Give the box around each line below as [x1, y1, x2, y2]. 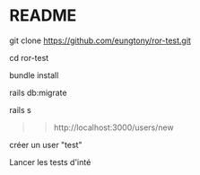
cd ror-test [9, 52, 49, 63]
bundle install [9, 69, 59, 81]
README [9, 5, 77, 26]
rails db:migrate [9, 87, 67, 98]
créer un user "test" [9, 139, 83, 150]
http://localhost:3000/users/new [53, 122, 174, 133]
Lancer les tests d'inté [9, 156, 91, 167]
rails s [9, 104, 31, 115]
